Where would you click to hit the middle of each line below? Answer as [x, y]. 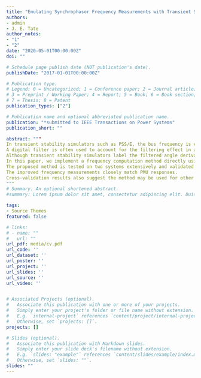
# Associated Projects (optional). [51, 299]
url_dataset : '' [26, 256]
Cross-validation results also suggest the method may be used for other [100, 178]
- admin [16, 23]
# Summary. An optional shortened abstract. [63, 189]
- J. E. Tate [22, 28]
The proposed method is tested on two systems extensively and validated [100, 166]
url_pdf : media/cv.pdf [34, 244]
